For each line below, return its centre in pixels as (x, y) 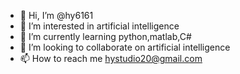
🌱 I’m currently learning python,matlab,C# (105, 36)
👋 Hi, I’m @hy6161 (56, 15)
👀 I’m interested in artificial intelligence (99, 26)
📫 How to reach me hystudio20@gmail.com (111, 58)
